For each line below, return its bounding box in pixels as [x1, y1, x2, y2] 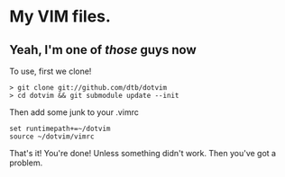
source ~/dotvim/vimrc [9, 132, 95, 141]
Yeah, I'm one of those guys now [9, 42, 197, 58]
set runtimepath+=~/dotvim [9, 124, 111, 133]
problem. [9, 157, 43, 168]
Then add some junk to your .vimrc [9, 107, 140, 118]
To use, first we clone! [9, 66, 92, 76]
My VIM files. [9, 6, 111, 27]
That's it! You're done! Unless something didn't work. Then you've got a [9, 148, 277, 158]
